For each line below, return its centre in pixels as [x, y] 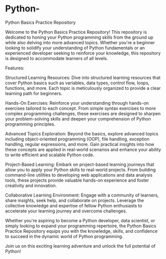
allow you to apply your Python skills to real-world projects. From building [81, 170]
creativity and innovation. [31, 185]
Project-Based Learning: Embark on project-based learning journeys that [80, 164]
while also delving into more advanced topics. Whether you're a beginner [80, 42]
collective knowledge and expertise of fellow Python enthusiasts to [74, 205]
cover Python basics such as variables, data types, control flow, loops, [78, 83]
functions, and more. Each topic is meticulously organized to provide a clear [83, 88]
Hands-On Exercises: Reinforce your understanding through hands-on [77, 103]
